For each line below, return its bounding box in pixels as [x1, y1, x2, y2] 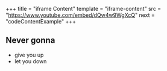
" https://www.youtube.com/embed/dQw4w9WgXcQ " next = [5, 11, 155, 19]
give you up [14, 51, 44, 58]
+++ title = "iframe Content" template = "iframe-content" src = [5, 5, 162, 12]
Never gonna [5, 35, 55, 46]
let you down [14, 57, 47, 65]
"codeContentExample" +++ [5, 18, 77, 25]
